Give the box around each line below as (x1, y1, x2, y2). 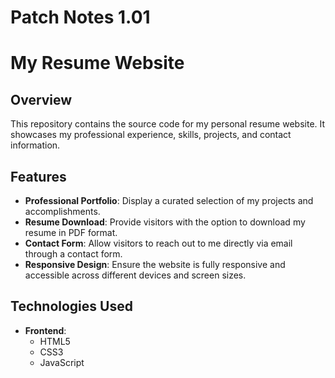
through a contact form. (24, 248, 123, 260)
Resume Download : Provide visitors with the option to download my (24, 216, 306, 228)
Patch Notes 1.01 (10, 6, 151, 29)
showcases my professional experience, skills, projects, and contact (10, 129, 292, 141)
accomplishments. (24, 206, 101, 217)
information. (10, 139, 61, 151)
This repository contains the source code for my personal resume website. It (10, 118, 326, 130)
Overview (10, 91, 73, 108)
